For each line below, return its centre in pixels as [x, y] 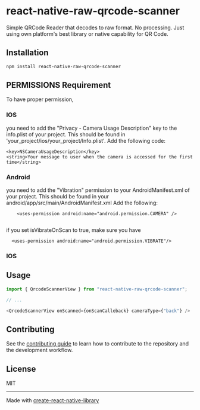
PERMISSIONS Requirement [59, 85]
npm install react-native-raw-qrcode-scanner [63, 66]
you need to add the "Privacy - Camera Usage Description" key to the [92, 128]
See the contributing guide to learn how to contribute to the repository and [98, 344]
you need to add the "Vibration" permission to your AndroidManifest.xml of [98, 190]
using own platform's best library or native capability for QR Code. [87, 33]
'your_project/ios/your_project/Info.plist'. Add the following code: [86, 140]
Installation [27, 53]
